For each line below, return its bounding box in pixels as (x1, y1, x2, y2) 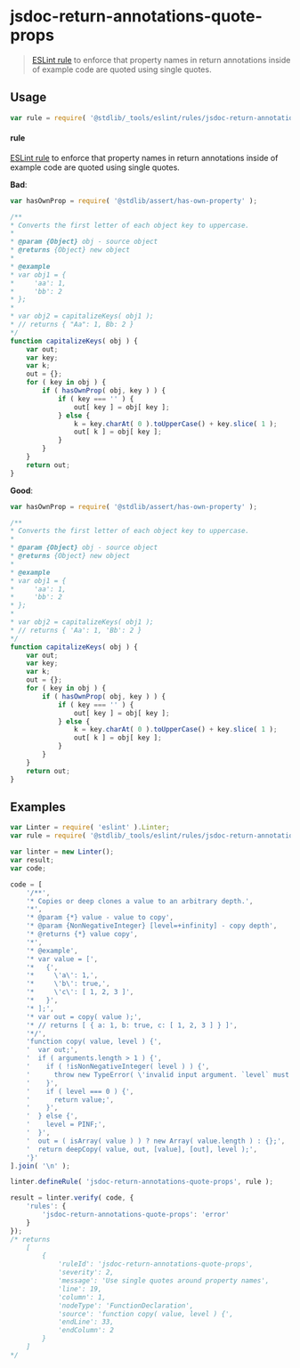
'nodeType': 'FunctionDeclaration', (57, 1301, 194, 1310)
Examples (10, 799, 66, 814)
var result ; (10, 856, 54, 865)
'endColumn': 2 (57, 1326, 115, 1335)
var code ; (10, 863, 47, 873)
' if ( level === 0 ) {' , (26, 1087, 134, 1096)
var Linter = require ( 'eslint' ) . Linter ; (10, 823, 170, 832)
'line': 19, (57, 1284, 102, 1293)
